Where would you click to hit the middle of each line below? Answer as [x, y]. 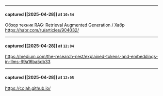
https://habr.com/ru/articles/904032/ [42, 30]
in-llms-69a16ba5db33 [28, 62]
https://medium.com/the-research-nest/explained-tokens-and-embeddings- [81, 57]
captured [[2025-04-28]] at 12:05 [40, 77]
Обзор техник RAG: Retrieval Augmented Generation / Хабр [65, 25]
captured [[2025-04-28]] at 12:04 [40, 46]
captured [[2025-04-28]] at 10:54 [40, 14]
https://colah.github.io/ [28, 88]
